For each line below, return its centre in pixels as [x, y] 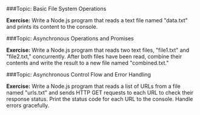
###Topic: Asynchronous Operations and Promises [70, 38]
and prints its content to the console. [52, 27]
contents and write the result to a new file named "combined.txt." [88, 63]
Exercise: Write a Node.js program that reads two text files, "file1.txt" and [98, 50]
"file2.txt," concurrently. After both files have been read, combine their [94, 56]
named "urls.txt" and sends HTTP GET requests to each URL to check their [100, 92]
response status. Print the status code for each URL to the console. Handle [100, 99]
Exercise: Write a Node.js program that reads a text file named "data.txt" [97, 20]
